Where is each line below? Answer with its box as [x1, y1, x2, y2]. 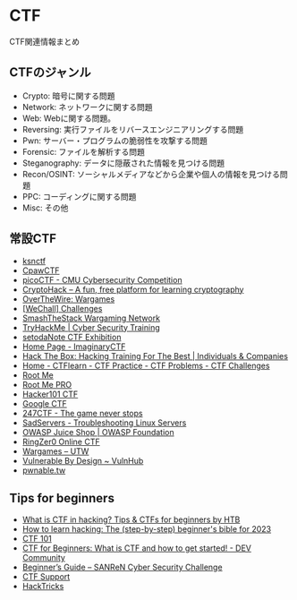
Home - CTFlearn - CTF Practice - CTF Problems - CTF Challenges [21, 360, 270, 371]
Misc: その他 [21, 202, 69, 213]
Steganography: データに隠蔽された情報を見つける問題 [21, 158, 225, 168]
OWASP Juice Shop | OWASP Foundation [21, 426, 174, 437]
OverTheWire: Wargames [21, 293, 115, 304]
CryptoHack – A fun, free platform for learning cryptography [21, 284, 244, 295]
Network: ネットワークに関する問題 [21, 101, 154, 112]
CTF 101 [21, 534, 52, 544]
